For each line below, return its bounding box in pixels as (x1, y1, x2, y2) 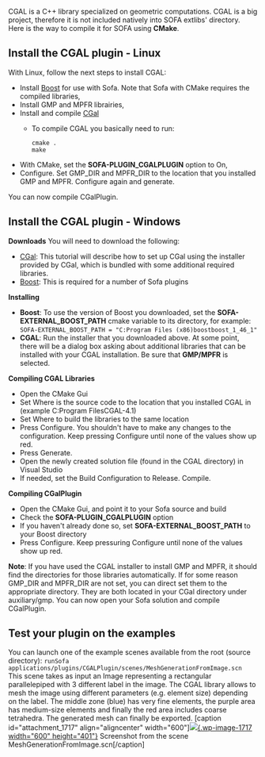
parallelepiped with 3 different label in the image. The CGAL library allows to (8, 680, 256, 690)
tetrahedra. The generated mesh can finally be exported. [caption (8, 713, 221, 723)
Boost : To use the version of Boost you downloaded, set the (19, 307, 216, 317)
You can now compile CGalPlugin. (8, 192, 119, 202)
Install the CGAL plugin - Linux (8, 47, 161, 60)
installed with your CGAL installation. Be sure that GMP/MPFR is (19, 349, 229, 359)
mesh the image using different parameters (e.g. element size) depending (8, 688, 248, 697)
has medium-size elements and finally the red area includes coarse (8, 705, 227, 715)
